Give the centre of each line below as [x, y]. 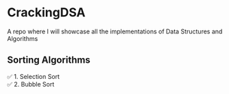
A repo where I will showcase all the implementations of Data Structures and [115, 31]
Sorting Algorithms [49, 60]
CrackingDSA [46, 13]
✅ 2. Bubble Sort [31, 84]
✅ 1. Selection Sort [34, 76]
